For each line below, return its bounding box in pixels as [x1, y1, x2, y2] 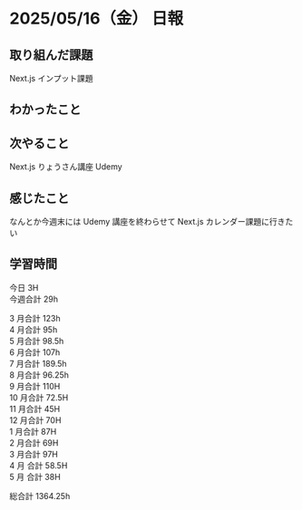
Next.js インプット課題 [9, 73, 93, 83]
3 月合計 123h [9, 313, 61, 323]
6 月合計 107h [9, 346, 61, 358]
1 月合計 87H [9, 426, 57, 437]
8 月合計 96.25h [9, 369, 70, 380]
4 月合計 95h [9, 323, 58, 335]
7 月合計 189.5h [9, 358, 67, 369]
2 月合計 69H [9, 437, 59, 448]
